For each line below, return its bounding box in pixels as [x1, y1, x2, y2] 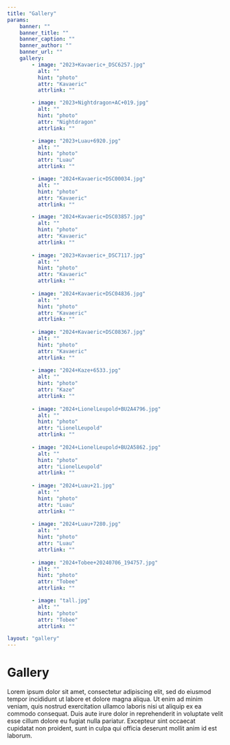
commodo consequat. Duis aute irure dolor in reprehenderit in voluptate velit [7, 710, 223, 718]
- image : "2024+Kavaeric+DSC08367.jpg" [32, 328, 146, 336]
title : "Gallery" [7, 10, 57, 17]
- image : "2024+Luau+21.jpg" [32, 483, 115, 490]
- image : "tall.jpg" [32, 597, 91, 604]
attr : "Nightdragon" [37, 118, 97, 125]
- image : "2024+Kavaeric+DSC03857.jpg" [32, 213, 146, 220]
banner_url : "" [19, 49, 63, 56]
